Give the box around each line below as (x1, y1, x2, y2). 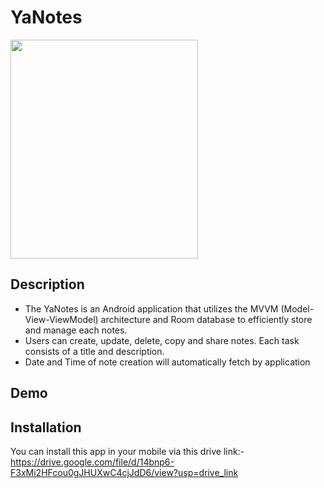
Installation (10, 419, 82, 436)
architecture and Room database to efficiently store (100, 313, 313, 325)
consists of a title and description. (24, 345, 165, 357)
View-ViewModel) (24, 313, 99, 325)
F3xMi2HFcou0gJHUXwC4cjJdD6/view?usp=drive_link (10, 466, 239, 478)
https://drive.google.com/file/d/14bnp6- (10, 456, 175, 468)
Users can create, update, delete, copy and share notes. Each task (24, 334, 300, 346)
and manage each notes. (24, 324, 128, 336)
